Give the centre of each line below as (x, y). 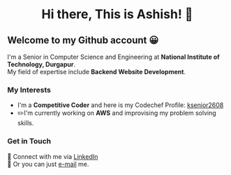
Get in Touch (29, 141)
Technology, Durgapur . (41, 64)
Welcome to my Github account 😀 (83, 40)
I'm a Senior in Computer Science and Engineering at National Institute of (113, 57)
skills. (25, 123)
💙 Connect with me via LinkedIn (53, 156)
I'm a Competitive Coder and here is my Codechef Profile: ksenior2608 (120, 105)
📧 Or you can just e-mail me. (48, 164)
